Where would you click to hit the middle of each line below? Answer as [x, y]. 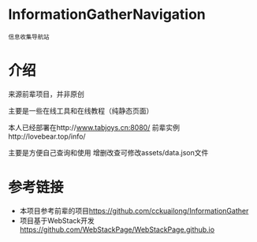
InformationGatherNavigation [107, 15]
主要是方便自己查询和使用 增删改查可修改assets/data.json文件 [108, 152]
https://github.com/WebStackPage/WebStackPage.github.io [117, 229]
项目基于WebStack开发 [57, 220]
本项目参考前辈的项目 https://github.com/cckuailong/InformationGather [134, 210]
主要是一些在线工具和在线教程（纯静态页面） [81, 110]
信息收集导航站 [29, 37]
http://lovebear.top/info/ [47, 136]
